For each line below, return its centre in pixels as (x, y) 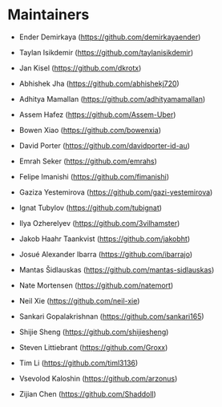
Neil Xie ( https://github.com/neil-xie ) (79, 300)
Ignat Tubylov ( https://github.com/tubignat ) (90, 208)
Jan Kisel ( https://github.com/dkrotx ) (80, 68)
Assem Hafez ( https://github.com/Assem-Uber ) (97, 115)
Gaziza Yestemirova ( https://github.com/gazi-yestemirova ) (116, 192)
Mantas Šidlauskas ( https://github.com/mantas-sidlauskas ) (117, 269)
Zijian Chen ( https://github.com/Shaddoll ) (88, 393)
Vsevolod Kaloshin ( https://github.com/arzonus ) (98, 378)
